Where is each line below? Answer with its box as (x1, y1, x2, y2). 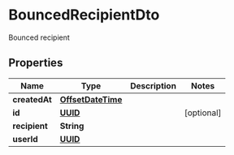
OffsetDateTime (59, 93, 123, 105)
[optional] (184, 107, 222, 118)
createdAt (12, 93, 53, 105)
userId (12, 133, 38, 144)
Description (129, 80, 177, 91)
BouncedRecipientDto (8, 6, 160, 24)
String (59, 120, 84, 131)
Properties (8, 56, 63, 70)
